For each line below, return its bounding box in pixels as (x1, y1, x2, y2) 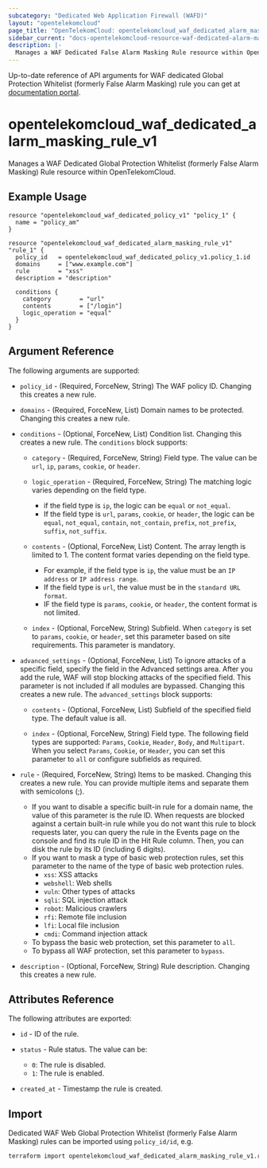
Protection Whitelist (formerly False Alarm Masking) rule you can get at (8, 79, 241, 88)
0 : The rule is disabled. (31, 1060, 106, 1070)
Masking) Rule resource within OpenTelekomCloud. (8, 167, 176, 176)
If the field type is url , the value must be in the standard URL (43, 582, 241, 592)
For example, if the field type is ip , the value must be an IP (43, 565, 236, 574)
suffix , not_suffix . (43, 526, 107, 535)
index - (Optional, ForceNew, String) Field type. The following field (31, 728, 249, 738)
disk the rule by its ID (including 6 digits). (31, 844, 166, 853)
